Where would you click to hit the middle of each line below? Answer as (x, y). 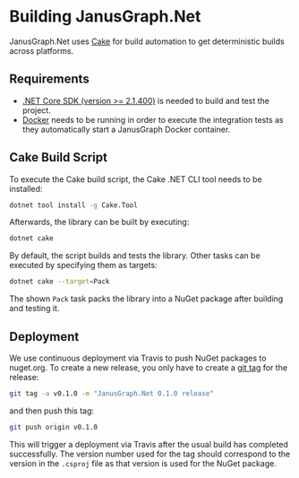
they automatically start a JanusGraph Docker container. (126, 129)
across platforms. (42, 50)
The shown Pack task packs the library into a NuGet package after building (146, 299)
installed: (26, 188)
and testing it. (34, 309)
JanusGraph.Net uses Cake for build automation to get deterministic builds (147, 41)
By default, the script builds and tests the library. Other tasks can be (135, 256)
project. (36, 110)
